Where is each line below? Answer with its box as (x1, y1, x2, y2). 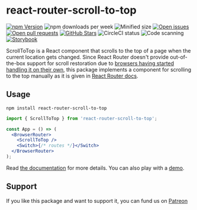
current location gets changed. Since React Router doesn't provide (6, 53, 169, 60)
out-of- (170, 53, 188, 60)
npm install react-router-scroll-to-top (6, 105, 108, 111)
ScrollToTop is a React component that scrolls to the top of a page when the (6, 47, 191, 54)
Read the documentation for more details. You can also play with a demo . (6, 164, 185, 172)
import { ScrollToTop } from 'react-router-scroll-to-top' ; (6, 115, 158, 121)
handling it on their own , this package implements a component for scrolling (6, 66, 192, 73)
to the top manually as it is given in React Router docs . (6, 72, 138, 79)
